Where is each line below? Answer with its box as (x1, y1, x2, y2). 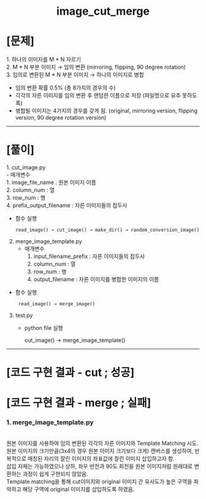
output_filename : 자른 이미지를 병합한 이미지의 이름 (33, 276, 159, 283)
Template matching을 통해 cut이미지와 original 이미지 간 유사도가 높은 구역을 (6, 478, 193, 485)
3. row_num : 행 (6, 194, 46, 202)
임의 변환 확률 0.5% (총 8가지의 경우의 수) (15, 84, 116, 91)
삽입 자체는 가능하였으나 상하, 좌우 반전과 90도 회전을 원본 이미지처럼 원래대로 (6, 462, 193, 470)
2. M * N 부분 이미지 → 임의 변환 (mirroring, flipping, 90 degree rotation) (6, 63, 186, 71)
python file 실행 (24, 324, 63, 332)
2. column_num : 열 (6, 186, 55, 194)
